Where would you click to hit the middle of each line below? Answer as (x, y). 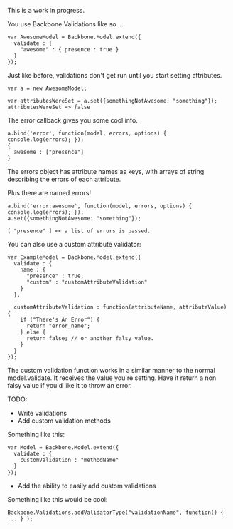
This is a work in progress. (46, 10)
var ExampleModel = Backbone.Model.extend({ (74, 257)
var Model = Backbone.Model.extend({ (63, 448)
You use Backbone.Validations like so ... (66, 24)
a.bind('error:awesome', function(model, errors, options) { (100, 206)
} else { (33, 332)
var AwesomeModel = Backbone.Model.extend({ (74, 37)
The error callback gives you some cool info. (73, 120)
